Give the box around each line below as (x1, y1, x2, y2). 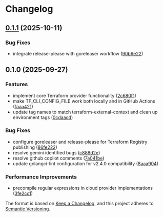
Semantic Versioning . (5, 206, 50, 212)
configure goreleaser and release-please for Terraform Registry (12, 139, 148, 145)
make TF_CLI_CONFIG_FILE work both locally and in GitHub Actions (12, 98, 155, 104)
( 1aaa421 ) (12, 103, 33, 109)
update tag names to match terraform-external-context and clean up (12, 109, 158, 115)
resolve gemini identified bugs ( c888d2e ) (12, 149, 100, 155)
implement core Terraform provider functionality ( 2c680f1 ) (12, 92, 137, 98)
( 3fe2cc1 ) (12, 190, 33, 196)
